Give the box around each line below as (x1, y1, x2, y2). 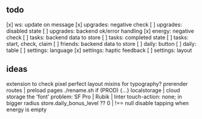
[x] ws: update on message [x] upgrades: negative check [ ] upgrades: (6, 21, 183, 28)
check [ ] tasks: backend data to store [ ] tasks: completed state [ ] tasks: (6, 33, 189, 41)
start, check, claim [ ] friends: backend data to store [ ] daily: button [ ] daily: (6, 40, 197, 47)
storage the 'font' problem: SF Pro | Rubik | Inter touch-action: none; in (6, 93, 183, 100)
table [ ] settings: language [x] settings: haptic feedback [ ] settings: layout (6, 47, 192, 54)
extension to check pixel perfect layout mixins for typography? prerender (6, 80, 189, 87)
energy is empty (6, 106, 47, 113)
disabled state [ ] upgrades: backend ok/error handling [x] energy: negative (6, 27, 195, 34)
